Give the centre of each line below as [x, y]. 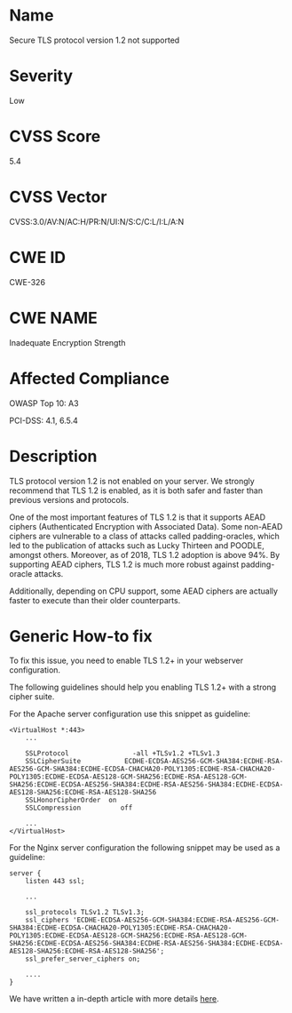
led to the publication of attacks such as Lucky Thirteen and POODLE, [137, 545]
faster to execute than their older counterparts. [95, 600]
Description [53, 456]
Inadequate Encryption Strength [67, 342]
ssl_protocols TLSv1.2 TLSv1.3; [85, 913]
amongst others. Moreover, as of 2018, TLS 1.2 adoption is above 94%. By [145, 554]
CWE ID [38, 257]
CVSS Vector [58, 197]
